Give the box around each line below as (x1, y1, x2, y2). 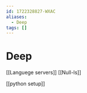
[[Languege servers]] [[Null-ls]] (6, 69, 81, 76)
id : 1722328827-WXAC (6, 8, 56, 15)
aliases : (6, 14, 27, 20)
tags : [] (6, 24, 27, 31)
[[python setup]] (6, 80, 45, 87)
